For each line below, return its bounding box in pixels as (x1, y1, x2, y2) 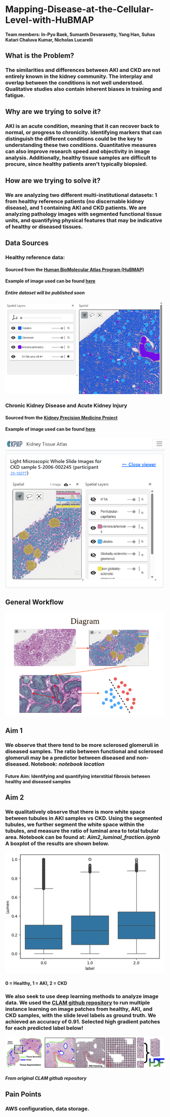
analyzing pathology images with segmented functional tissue (5, 210, 162, 217)
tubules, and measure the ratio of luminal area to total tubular (5, 827, 159, 834)
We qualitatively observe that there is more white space (5, 808, 145, 815)
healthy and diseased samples (5, 778, 71, 784)
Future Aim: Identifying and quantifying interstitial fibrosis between (5, 773, 150, 779)
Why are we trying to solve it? (5, 107, 101, 116)
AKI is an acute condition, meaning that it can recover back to (5, 123, 159, 130)
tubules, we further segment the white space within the (5, 821, 145, 828)
